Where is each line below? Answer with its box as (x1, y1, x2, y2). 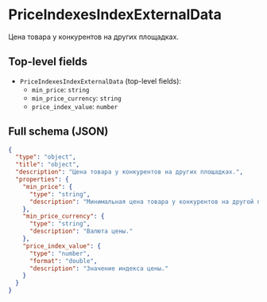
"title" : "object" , (15, 161, 80, 169)
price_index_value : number (31, 101, 118, 111)
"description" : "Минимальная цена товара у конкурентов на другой (29, 198, 254, 206)
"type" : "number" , (29, 249, 91, 257)
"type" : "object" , (15, 153, 77, 161)
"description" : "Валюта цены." (29, 227, 133, 236)
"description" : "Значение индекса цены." (29, 265, 169, 273)
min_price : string (31, 84, 90, 94)
